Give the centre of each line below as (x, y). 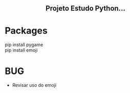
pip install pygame (24, 45)
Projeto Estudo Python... (85, 8)
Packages (26, 31)
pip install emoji (21, 50)
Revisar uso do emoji (34, 85)
